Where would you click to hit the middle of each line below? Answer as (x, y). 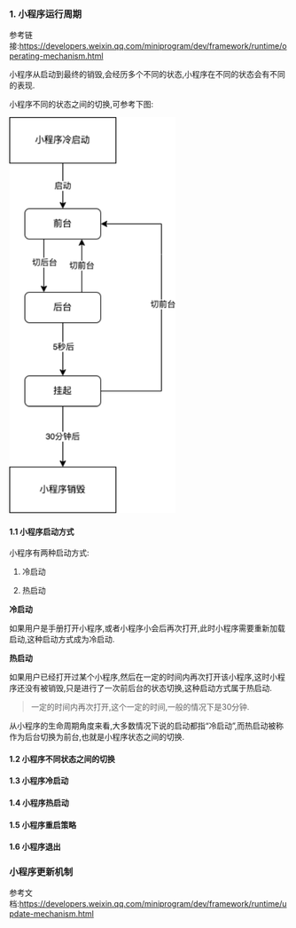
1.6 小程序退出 (35, 847)
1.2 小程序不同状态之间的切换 (62, 759)
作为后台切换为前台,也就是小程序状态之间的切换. (97, 737)
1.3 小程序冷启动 (39, 781)
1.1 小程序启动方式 (42, 531)
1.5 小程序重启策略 (43, 825)
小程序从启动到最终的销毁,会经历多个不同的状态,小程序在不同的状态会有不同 (148, 75)
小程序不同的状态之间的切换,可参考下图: (82, 105)
